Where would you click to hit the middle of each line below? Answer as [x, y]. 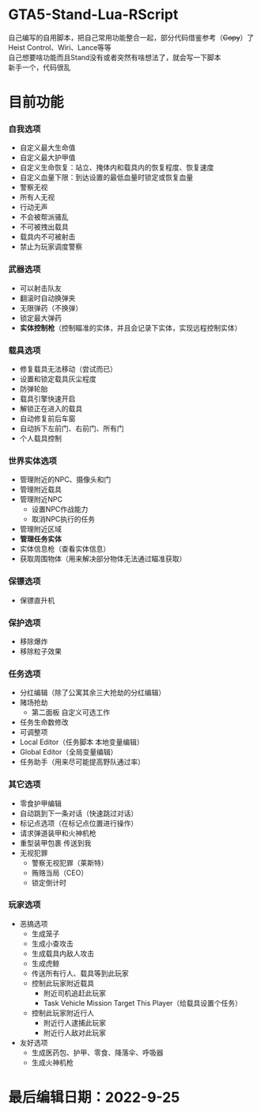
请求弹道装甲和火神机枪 [58, 833]
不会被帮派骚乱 [44, 217]
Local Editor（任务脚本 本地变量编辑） [81, 742]
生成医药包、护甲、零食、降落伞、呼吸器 [97, 1053]
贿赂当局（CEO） [60, 873]
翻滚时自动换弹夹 [47, 298]
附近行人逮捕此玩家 [75, 1022]
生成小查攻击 [52, 943]
